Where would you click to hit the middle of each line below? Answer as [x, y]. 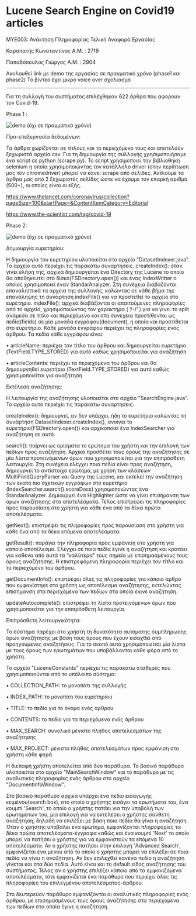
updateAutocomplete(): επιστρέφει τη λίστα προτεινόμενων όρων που [91, 602]
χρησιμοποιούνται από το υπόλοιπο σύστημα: [61, 674]
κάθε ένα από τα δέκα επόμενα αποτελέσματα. [64, 531]
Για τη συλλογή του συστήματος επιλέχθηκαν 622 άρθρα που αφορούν [93, 96]
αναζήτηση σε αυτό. [31, 434]
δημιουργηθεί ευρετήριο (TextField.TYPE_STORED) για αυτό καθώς [88, 369]
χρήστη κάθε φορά [29, 754]
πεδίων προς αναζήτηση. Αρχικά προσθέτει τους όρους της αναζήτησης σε [98, 452]
